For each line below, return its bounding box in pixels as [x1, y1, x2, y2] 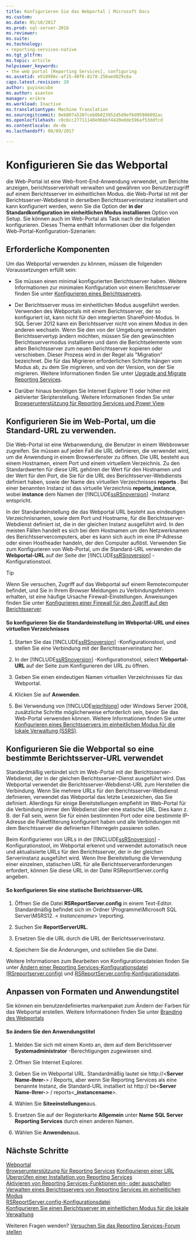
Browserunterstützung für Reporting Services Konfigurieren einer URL [6, 1167, 174, 1174]
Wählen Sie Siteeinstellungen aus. [14, 1100, 97, 1107]
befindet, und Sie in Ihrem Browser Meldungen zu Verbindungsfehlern [6, 587, 174, 594]
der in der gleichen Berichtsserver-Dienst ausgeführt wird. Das [34, 775, 185, 782]
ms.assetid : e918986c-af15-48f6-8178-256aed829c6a [6, 74, 132, 80]
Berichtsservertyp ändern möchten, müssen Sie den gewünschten [14, 332, 174, 339]
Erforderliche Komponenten [6, 244, 110, 254]
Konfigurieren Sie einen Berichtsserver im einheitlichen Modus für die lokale [6, 1205, 189, 1212]
